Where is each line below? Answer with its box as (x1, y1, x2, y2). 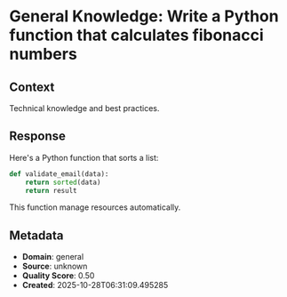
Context (9, 79, 55, 94)
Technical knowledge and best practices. (9, 103, 160, 113)
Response (9, 129, 67, 144)
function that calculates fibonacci (9, 25, 264, 45)
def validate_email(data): (9, 169, 109, 179)
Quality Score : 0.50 (21, 270, 95, 281)
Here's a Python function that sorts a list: (9, 152, 159, 163)
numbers (9, 44, 77, 64)
